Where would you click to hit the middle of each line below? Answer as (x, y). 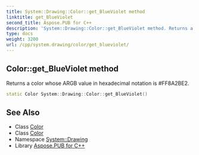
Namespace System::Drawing (51, 140)
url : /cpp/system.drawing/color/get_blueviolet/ (68, 45)
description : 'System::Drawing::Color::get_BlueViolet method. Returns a (100, 28)
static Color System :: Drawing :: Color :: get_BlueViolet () (77, 94)
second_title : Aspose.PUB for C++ (49, 23)
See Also (23, 113)
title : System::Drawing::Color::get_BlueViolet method (76, 12)
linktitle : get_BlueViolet (40, 17)
